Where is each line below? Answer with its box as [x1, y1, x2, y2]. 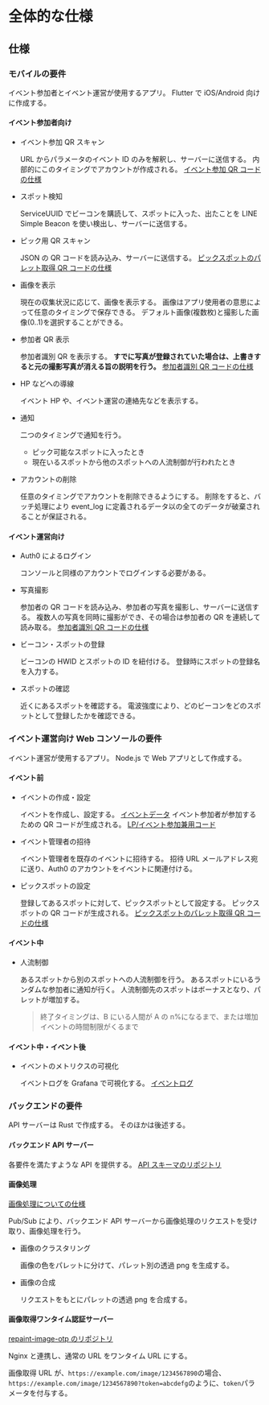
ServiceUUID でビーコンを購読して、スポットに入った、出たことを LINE [19, 209, 258, 218]
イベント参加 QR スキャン [19, 138, 105, 147]
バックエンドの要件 [8, 1101, 83, 1112]
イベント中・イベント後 [8, 1042, 86, 1052]
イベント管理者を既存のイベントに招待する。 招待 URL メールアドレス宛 [19, 853, 259, 863]
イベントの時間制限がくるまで [39, 1022, 139, 1031]
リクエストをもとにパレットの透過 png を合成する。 [19, 1294, 192, 1304]
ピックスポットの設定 [19, 881, 91, 891]
